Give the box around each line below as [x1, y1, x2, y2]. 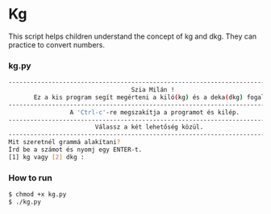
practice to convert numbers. [8, 39, 106, 49]
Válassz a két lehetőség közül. [94, 123, 204, 131]
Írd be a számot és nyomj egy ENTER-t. [8, 146, 143, 154]
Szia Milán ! [131, 86, 175, 94]
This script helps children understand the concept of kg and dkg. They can [8, 31, 257, 41]
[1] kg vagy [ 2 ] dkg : [8, 153, 85, 161]
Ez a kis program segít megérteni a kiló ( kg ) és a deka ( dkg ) [33, 93, 244, 101]
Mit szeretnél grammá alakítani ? [8, 138, 121, 146]
